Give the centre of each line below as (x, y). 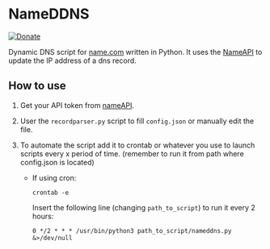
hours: (43, 216)
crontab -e (51, 193)
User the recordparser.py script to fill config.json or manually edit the (137, 121)
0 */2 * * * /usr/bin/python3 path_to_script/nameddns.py (132, 230)
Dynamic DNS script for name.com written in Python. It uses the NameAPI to (135, 52)
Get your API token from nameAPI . (77, 105)
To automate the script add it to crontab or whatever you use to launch (137, 145)
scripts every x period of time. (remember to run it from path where (132, 153)
